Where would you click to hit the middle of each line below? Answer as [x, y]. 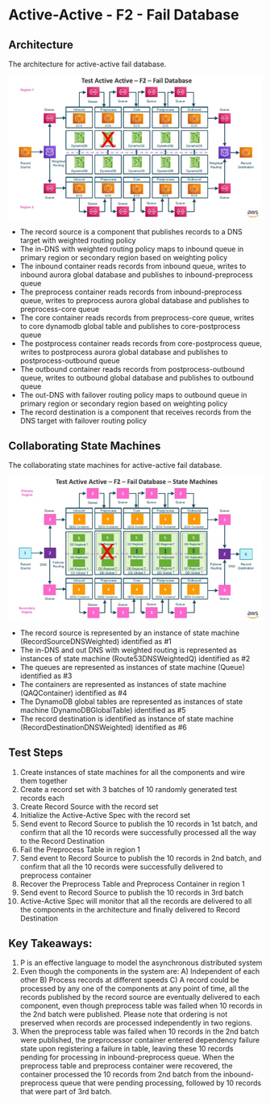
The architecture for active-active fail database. [87, 64]
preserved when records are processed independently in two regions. [136, 1023]
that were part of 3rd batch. [66, 1092]
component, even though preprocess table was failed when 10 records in [141, 1006]
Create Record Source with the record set [89, 807]
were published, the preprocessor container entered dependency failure [140, 1040]
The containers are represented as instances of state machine [123, 684]
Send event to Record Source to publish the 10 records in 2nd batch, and [141, 857]
